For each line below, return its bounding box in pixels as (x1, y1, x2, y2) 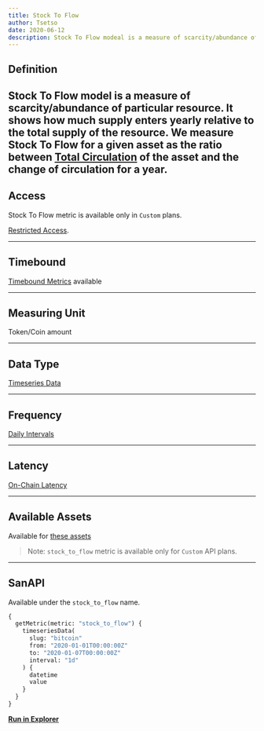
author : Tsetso (8, 19, 58, 27)
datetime (28, 671, 58, 679)
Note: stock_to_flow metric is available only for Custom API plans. (27, 546, 237, 556)
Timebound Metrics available (8, 276, 102, 286)
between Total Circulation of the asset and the (8, 151, 240, 164)
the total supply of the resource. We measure (8, 126, 234, 140)
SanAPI (8, 576, 46, 590)
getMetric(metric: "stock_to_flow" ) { (15, 620, 143, 628)
